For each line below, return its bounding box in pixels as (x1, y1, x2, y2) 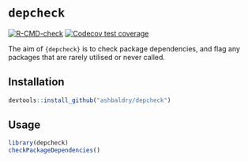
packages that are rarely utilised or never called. (8, 52, 166, 62)
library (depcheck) (8, 139, 69, 147)
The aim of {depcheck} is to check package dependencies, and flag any (8, 43, 241, 53)
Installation (8, 75, 65, 89)
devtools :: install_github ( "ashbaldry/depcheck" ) (8, 96, 171, 104)
